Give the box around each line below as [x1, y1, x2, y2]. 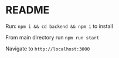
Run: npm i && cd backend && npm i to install [5, 23, 114, 30]
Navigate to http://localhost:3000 [5, 45, 90, 52]
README [5, 3, 50, 17]
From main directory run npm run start [5, 34, 100, 41]
